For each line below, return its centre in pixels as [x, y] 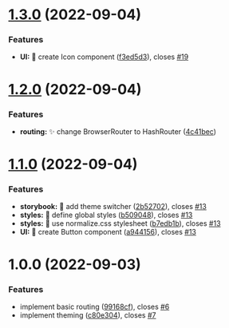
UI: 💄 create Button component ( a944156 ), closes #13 [108, 232]
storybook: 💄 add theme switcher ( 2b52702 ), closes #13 [113, 207]
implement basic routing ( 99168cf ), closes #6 [95, 306]
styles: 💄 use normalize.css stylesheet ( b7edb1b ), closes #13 [120, 223]
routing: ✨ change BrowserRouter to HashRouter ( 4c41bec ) [118, 131]
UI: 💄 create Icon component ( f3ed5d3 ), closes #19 [104, 57]
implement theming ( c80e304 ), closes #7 [88, 315]
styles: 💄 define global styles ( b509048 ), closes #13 [106, 215]
